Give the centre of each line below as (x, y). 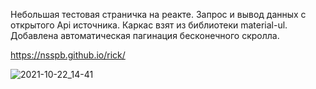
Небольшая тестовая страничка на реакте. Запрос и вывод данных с (158, 14)
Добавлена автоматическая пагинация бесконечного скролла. (145, 35)
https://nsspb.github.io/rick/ (68, 55)
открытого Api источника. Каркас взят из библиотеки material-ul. (149, 25)
